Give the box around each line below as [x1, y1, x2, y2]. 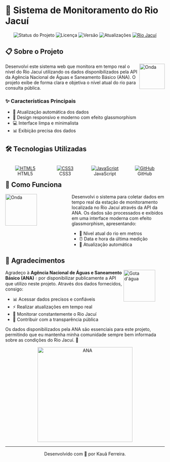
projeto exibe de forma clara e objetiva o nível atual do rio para [5, 79, 136, 86]
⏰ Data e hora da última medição [79, 236, 148, 242]
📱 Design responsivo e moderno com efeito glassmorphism [12, 114, 137, 120]
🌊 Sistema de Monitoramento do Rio [5, 5, 158, 16]
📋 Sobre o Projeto [5, 48, 64, 56]
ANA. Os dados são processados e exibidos [71, 210, 163, 216]
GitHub [137, 171, 152, 177]
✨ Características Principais [5, 97, 76, 104]
